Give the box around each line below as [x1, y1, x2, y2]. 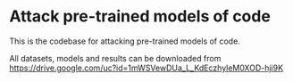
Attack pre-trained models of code [9, 6, 271, 27]
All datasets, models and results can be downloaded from [9, 53, 222, 63]
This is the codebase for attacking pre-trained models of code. [9, 36, 241, 46]
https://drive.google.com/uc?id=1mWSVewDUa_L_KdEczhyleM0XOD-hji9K [9, 62, 284, 73]
